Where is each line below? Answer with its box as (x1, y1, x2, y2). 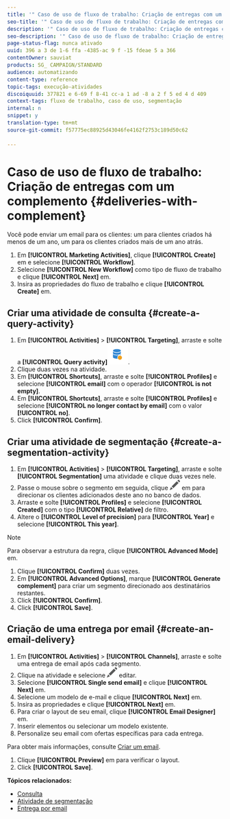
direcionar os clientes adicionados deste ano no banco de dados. (16, 491, 202, 499)
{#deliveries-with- (90, 193, 199, 209)
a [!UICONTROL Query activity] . (16, 358, 130, 366)
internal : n (7, 105, 41, 112)
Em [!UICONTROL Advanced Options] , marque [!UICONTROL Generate (16, 575, 221, 583)
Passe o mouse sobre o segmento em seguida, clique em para (16, 483, 205, 492)
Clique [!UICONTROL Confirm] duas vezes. (16, 567, 140, 575)
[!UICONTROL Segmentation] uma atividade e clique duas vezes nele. (16, 473, 217, 481)
